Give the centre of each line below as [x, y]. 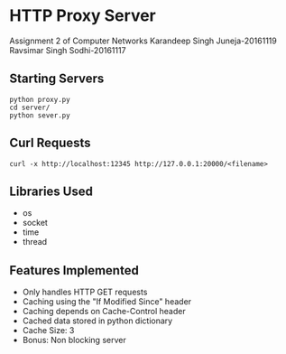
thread [35, 242]
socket [35, 223]
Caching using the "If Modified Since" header [107, 302]
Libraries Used [51, 191]
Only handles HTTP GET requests [85, 292]
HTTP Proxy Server [83, 16]
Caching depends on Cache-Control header [104, 312]
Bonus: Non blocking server [74, 340]
